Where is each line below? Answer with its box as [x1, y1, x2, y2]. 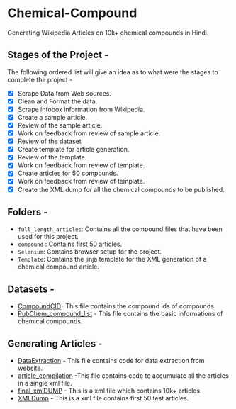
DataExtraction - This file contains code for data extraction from [17, 357, 205, 364]
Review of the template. [17, 153, 87, 162]
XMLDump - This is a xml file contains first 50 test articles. [17, 394, 189, 402]
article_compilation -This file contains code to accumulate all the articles [17, 371, 229, 380]
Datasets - [7, 283, 55, 295]
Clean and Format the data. [17, 97, 98, 106]
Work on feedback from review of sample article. [17, 129, 161, 138]
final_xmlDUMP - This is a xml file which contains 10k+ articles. [17, 386, 202, 395]
